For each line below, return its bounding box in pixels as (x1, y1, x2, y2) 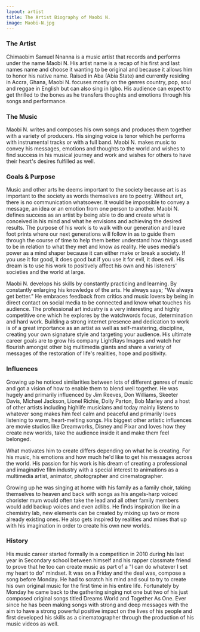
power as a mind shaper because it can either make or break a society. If (6, 249, 186, 257)
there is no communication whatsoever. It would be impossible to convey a (6, 199, 190, 206)
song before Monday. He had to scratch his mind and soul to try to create (6, 575, 187, 582)
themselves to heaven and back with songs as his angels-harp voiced (6, 490, 178, 497)
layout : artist (6, 8, 44, 15)
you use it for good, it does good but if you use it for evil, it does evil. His (6, 256, 185, 263)
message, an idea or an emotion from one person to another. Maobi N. (6, 205, 179, 212)
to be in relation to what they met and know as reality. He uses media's (6, 243, 180, 251)
